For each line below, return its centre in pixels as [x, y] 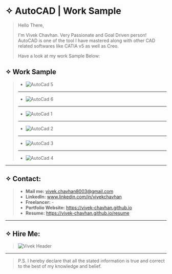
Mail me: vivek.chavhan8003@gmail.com [69, 191]
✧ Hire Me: [23, 234]
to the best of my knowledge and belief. [60, 266]
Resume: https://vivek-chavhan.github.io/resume [77, 213]
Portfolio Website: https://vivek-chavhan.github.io [79, 207]
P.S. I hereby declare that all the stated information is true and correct [91, 261]
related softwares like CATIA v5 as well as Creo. [68, 46]
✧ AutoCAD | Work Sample [63, 11]
